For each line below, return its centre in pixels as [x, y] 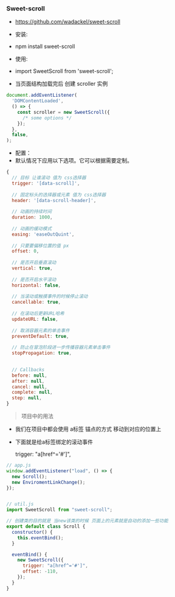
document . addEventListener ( [42, 96]
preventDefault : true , [40, 336]
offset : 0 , [26, 251]
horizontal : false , [36, 285]
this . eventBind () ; [40, 538]
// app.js [19, 466]
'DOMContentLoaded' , [38, 101]
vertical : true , [32, 268]
